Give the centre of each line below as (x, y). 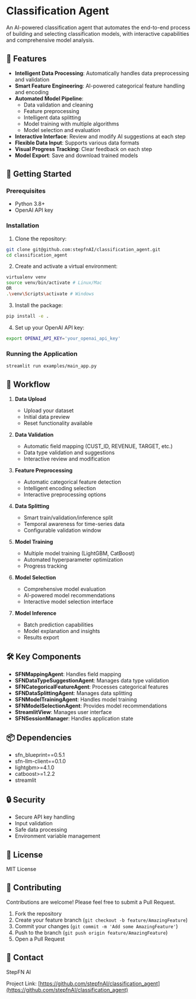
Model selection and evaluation (62, 130)
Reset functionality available (58, 423)
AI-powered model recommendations (69, 595)
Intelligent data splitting (52, 117)
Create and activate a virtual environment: (66, 267)
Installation (23, 226)
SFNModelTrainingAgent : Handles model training (76, 699)
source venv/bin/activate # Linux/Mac (54, 283)
